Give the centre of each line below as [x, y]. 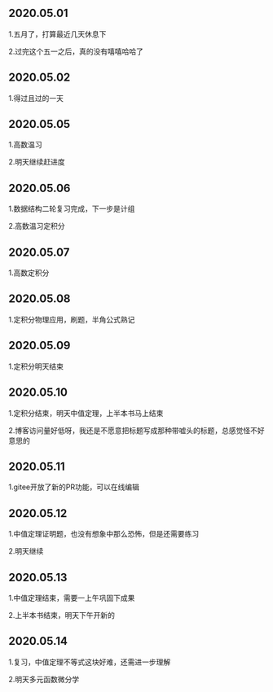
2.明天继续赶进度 [37, 162]
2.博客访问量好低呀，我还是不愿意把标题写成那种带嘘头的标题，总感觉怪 [130, 430]
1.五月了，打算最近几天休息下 [57, 34]
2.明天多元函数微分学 [44, 679]
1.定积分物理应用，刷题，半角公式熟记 [72, 319]
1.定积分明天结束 [36, 366]
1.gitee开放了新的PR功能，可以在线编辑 [74, 487]
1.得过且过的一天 [36, 98]
